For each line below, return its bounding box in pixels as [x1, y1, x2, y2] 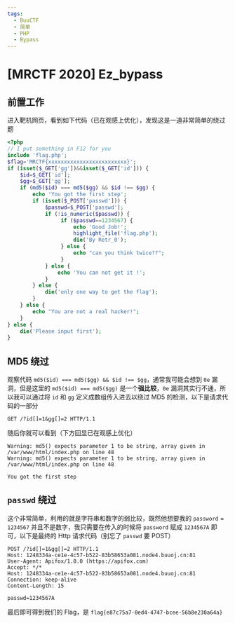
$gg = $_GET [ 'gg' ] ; [20, 178, 71, 185]
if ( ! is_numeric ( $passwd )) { [44, 210, 130, 217]
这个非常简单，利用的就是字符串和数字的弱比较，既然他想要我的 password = [7, 514, 224, 522]
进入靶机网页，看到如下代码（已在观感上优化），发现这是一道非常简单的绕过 [7, 116, 226, 125]
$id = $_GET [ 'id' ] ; [20, 171, 71, 179]
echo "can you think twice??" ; [73, 249, 165, 256]
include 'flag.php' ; [7, 151, 68, 158]
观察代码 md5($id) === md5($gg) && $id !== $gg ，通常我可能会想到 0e [7, 376, 210, 384]
